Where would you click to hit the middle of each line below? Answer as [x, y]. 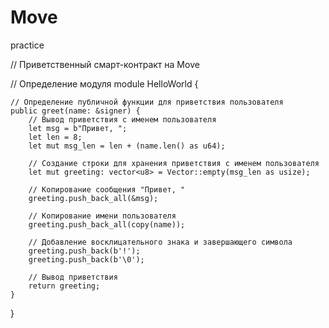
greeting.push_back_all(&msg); [93, 198]
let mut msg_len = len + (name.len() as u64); [127, 146]
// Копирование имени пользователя [102, 216]
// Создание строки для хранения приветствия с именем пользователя [174, 163]
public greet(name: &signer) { [75, 111]
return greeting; [64, 286]
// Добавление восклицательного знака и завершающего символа [160, 242]
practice [27, 45]
